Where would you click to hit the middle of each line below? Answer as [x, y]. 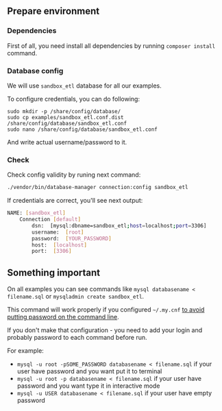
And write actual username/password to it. [67, 142]
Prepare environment [53, 11]
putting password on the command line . [63, 317]
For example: [26, 351]
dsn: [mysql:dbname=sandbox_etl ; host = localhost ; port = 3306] [119, 225]
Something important [54, 272]
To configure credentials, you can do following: [74, 99]
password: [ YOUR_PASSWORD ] [72, 238]
